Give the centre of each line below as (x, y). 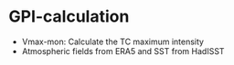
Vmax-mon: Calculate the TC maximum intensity (113, 42)
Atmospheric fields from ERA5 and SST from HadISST (123, 51)
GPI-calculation (69, 17)
